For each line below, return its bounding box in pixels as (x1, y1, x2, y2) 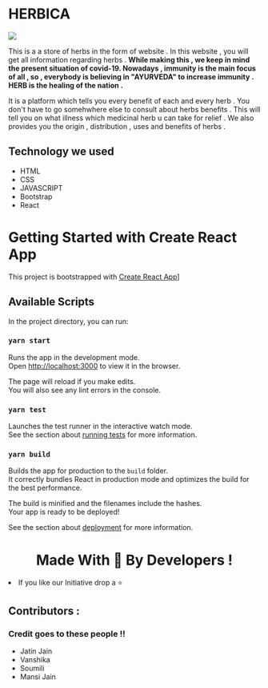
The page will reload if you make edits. (8, 376, 136, 386)
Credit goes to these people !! (8, 628, 126, 639)
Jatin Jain (19, 646, 53, 656)
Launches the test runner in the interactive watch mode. (8, 422, 194, 431)
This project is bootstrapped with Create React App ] (8, 272, 180, 281)
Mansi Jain (19, 672, 56, 682)
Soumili (19, 663, 45, 674)
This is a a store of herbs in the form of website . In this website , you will (8, 46, 249, 56)
